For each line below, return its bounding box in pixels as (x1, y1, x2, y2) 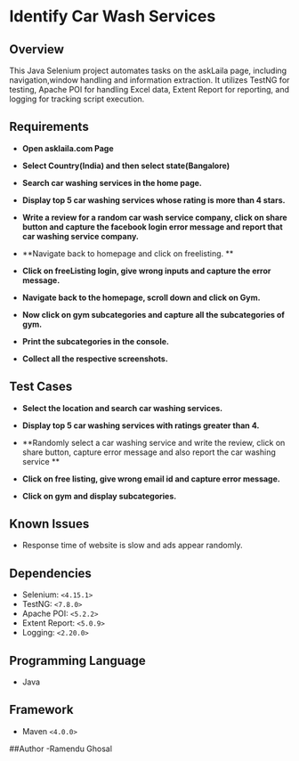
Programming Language (9, 652, 147, 668)
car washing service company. (21, 231, 140, 241)
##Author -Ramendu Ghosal (9, 743, 113, 754)
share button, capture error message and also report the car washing (21, 447, 276, 457)
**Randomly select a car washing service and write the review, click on (21, 437, 286, 448)
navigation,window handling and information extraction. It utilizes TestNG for (9, 75, 290, 85)
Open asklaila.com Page (21, 142, 114, 153)
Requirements (9, 119, 89, 134)
